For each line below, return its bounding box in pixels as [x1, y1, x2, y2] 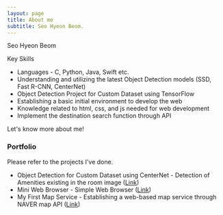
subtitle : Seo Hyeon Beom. [7, 23, 84, 29]
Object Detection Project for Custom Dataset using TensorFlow [16, 90, 195, 98]
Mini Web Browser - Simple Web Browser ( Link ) [16, 186, 152, 194]
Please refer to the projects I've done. [7, 157, 114, 166]
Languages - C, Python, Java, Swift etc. [16, 68, 129, 76]
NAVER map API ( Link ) [16, 200, 81, 208]
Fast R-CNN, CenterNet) [16, 83, 86, 91]
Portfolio [7, 142, 37, 151]
